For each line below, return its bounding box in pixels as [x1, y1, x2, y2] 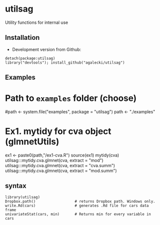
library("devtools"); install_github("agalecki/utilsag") [5, 60, 125, 65]
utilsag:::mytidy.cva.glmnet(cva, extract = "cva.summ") [5, 163, 115, 169]
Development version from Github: [12, 46, 81, 52]
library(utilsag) [5, 194, 40, 200]
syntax [5, 182, 27, 190]
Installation [5, 34, 40, 42]
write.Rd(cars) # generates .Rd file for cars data [5, 203, 149, 208]
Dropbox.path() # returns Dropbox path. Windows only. [5, 199, 156, 204]
